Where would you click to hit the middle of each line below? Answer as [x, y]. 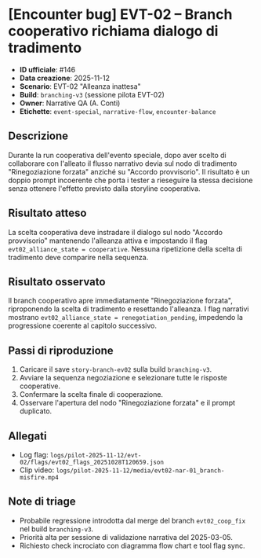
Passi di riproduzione [61, 350]
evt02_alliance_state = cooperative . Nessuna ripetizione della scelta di [125, 248]
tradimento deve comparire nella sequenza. [78, 257]
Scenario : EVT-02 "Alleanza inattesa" [80, 86]
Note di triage [42, 502]
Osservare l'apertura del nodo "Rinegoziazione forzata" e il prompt [127, 403]
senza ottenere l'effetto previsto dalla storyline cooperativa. [105, 188]
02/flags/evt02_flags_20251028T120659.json [92, 462]
